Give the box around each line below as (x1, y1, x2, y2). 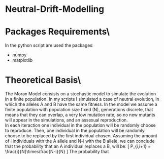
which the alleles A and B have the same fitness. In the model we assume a (5, 101, 158, 107)
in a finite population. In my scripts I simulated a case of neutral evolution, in (5, 96, 159, 102)
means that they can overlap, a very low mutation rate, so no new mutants (5, 112, 156, 118)
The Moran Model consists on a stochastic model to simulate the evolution (5, 91, 156, 97)
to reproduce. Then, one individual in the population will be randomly (5, 127, 145, 134)
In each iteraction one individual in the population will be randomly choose (5, 122, 156, 128)
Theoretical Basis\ (5, 75, 81, 86)
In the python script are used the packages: (5, 42, 94, 48)
